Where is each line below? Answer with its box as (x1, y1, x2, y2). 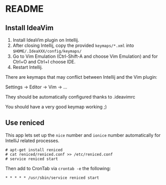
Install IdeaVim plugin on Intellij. (12, 37, 79, 43)
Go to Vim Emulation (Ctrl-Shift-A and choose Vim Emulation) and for (12, 53, 158, 59)
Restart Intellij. (12, 64, 43, 70)
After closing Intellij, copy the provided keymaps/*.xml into (12, 42, 134, 49)
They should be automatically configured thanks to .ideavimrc (5, 94, 135, 100)
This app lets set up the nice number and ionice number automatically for (5, 132, 161, 138)
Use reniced (5, 119, 45, 127)
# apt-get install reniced (5, 147, 63, 152)
